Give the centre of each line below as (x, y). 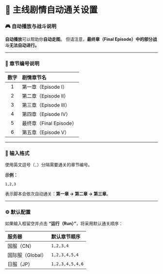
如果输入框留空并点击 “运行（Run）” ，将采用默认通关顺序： (64, 224)
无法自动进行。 (24, 45)
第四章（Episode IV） (47, 114)
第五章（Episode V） (46, 132)
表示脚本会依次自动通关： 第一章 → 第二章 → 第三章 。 (58, 194)
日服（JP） (20, 264)
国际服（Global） (27, 255)
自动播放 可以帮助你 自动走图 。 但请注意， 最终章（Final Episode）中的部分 (79, 39)
